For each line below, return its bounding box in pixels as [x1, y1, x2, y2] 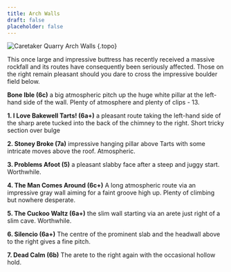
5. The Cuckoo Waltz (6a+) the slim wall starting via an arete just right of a [7, 209, 221, 218]
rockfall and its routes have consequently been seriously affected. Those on [7, 63, 224, 71]
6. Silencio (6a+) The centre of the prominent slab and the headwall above [7, 230, 221, 239]
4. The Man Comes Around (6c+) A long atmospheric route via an [7, 181, 196, 190]
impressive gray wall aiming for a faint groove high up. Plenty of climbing [7, 188, 215, 197]
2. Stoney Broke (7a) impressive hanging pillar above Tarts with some [7, 140, 205, 148]
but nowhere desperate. [7, 196, 76, 204]
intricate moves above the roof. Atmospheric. [7, 147, 136, 156]
